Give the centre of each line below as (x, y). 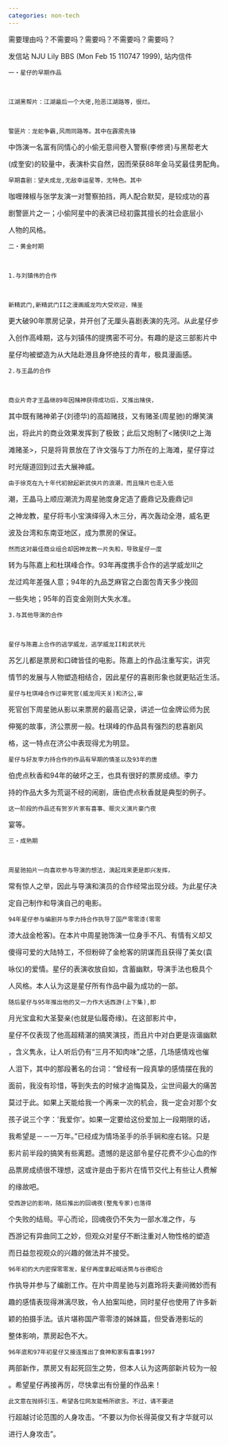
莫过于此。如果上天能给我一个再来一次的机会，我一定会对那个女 (112, 1102)
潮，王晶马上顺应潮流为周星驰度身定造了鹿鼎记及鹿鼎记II (100, 499)
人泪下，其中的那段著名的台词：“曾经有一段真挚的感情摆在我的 (111, 1068)
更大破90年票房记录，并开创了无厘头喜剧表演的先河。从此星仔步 (114, 320)
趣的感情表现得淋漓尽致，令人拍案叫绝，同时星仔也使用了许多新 (112, 1301)
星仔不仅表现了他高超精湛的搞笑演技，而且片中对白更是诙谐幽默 (112, 1035)
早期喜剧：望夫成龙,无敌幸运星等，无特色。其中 (75, 180)
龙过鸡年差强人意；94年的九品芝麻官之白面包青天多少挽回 (103, 581)
